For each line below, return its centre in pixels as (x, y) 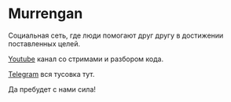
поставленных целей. (44, 43)
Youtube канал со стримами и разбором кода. (86, 59)
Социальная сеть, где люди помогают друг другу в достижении (116, 35)
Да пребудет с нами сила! (52, 89)
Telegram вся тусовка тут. (51, 74)
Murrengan (46, 14)
